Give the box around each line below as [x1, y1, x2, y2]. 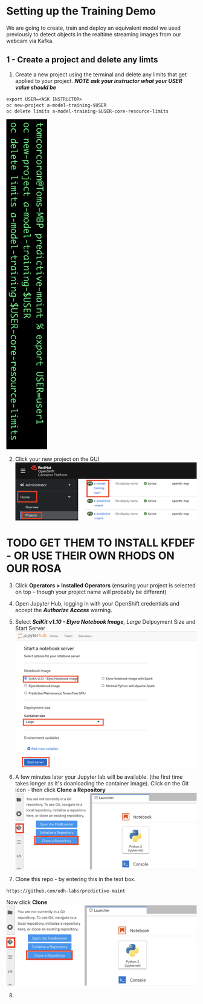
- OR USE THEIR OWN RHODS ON [6, 549, 175, 563]
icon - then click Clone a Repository [14, 786, 106, 794]
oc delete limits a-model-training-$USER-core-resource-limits [6, 108, 169, 114]
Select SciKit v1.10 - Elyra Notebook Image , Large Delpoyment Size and [14, 618, 196, 625]
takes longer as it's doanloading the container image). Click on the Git [14, 780, 189, 787]
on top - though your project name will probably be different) [14, 588, 167, 595]
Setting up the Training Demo [6, 4, 156, 18]
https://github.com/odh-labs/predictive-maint [6, 888, 126, 894]
